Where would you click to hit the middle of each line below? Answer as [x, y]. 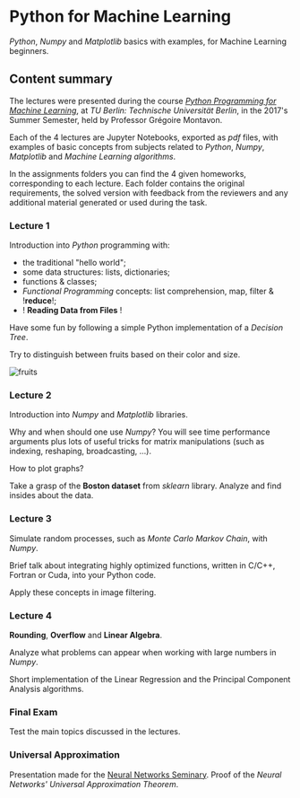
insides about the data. [51, 495]
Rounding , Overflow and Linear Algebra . [86, 635]
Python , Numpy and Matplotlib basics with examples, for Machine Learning [148, 41]
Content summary [61, 79]
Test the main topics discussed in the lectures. [95, 732]
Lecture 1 [30, 225]
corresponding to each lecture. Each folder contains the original [127, 183]
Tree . [19, 338]
